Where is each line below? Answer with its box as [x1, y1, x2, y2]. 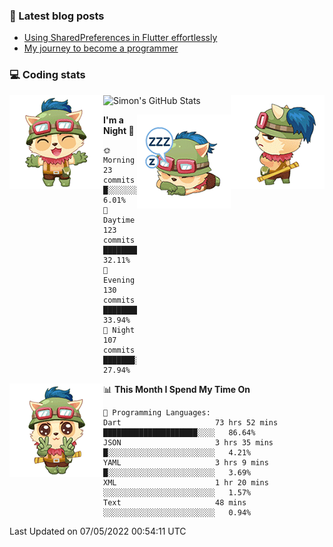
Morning [103, 155, 136, 165]
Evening [103, 275, 136, 285]
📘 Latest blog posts [9, 9, 105, 23]
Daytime [103, 215, 136, 225]
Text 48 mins [103, 497, 247, 508]
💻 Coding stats [9, 68, 86, 82]
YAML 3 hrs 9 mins [103, 457, 269, 468]
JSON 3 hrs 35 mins [103, 437, 274, 448]
